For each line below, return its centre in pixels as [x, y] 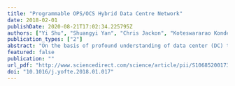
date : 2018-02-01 [33, 20]
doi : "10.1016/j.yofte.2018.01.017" [60, 71]
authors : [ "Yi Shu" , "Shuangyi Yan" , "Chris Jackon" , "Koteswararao [109, 33]
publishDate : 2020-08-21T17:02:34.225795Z [70, 26]
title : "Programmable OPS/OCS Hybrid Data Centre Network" [95, 14]
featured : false [31, 53]
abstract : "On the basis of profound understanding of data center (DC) [115, 46]
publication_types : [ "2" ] [45, 40]
